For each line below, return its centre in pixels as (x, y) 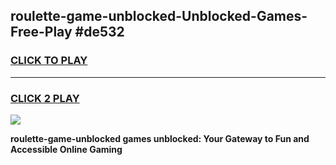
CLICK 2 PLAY (45, 98)
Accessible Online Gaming (66, 149)
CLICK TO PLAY (49, 61)
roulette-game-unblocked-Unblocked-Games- (159, 16)
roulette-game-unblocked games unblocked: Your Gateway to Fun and (160, 138)
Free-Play (41, 32)
